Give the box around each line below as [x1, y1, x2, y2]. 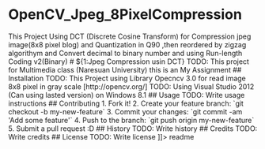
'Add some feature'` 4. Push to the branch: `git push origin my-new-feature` [8, 115, 255, 125]
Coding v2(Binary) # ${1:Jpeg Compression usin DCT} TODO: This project [8, 57, 249, 66]
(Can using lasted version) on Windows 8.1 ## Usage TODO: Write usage [8, 90, 245, 99]
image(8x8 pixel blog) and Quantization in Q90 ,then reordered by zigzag [8, 39, 247, 49]
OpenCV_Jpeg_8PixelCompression [8, 6, 243, 24]
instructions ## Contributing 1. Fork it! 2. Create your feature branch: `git [8, 99, 244, 108]
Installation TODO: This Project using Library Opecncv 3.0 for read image [8, 73, 247, 83]
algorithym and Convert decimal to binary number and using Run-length [8, 48, 243, 58]
